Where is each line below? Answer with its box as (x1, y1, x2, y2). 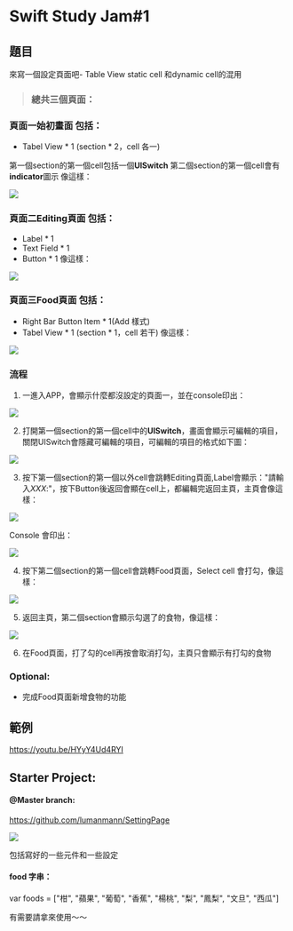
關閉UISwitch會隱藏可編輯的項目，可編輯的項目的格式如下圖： (21, 437, 250, 448)
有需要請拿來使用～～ (9, 912, 87, 923)
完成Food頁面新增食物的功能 (21, 691, 127, 703)
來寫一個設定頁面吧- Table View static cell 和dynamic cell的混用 (9, 69, 242, 79)
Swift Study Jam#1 (9, 6, 150, 27)
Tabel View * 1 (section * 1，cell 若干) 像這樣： (21, 327, 193, 338)
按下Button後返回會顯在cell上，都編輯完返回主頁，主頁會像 (59, 483, 276, 494)
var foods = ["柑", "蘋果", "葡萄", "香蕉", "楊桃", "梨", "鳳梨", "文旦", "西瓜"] (9, 893, 280, 903)
